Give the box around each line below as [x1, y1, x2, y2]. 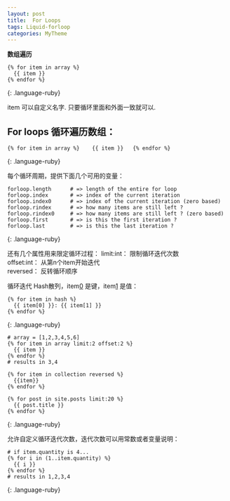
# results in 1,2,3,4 [7, 474, 71, 481]
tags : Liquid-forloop [7, 23, 71, 30]
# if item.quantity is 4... [7, 449, 90, 456]
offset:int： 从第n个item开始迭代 [7, 258, 100, 267]
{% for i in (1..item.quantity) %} [7, 455, 111, 462]
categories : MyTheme [7, 30, 68, 37]
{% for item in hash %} [7, 296, 77, 303]
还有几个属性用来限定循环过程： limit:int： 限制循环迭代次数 [7, 249, 180, 258]
